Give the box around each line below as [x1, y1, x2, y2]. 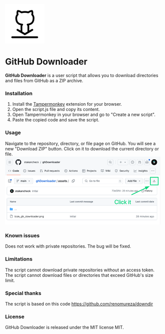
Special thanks [5, 290, 42, 297]
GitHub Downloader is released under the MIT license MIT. [5, 325, 124, 331]
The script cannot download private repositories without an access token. [5, 267, 155, 273]
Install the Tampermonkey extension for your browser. [12, 101, 122, 107]
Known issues [5, 232, 40, 239]
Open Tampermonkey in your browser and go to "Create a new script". [12, 111, 156, 117]
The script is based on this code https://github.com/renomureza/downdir [5, 301, 153, 307]
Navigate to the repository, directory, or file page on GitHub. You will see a [5, 140, 156, 147]
